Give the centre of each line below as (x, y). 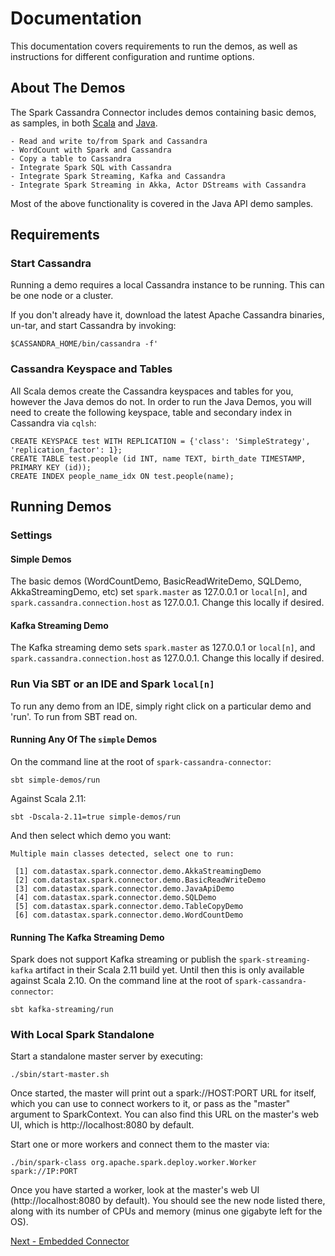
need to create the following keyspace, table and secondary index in (151, 412)
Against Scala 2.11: (48, 798)
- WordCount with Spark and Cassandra (91, 150)
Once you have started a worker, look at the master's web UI (135, 1190)
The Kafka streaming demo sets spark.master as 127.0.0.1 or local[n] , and (163, 648)
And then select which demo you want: (91, 835)
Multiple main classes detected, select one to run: (122, 853)
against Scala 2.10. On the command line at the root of (121, 981)
